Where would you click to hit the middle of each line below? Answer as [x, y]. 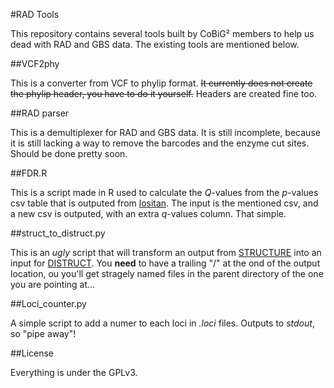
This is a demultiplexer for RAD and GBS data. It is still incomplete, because [165, 132]
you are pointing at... [53, 284]
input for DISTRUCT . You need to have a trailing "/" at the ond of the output [165, 263]
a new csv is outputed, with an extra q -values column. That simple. [148, 213]
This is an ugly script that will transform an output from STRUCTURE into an [166, 252]
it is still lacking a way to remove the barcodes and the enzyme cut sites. [160, 143]
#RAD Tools [35, 14]
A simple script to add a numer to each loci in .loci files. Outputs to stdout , [162, 323]
